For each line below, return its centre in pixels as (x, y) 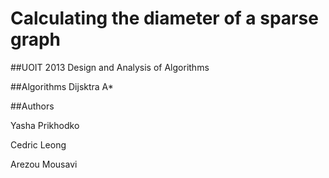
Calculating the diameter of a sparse (164, 18)
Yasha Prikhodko (45, 125)
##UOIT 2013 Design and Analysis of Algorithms (110, 67)
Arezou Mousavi (44, 164)
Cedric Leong (38, 144)
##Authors (32, 106)
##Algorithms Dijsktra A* (62, 86)
